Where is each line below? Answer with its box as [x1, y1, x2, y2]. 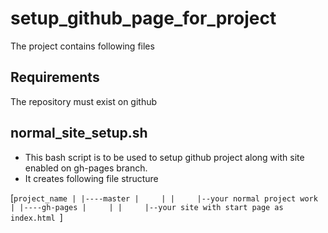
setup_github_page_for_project [10, 7, 277, 30]
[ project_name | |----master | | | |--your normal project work [10, 192, 318, 204]
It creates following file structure [24, 172, 159, 184]
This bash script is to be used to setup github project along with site [24, 151, 305, 163]
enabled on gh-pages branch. [24, 162, 148, 174]
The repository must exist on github [10, 95, 158, 107]
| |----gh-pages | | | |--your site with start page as [10, 202, 284, 212]
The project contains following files [10, 40, 155, 52]
